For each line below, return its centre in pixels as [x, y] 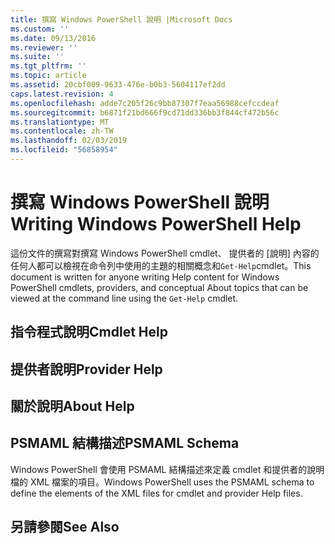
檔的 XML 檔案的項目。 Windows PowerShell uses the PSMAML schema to [162, 482]
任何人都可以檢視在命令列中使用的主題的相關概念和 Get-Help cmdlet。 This [161, 265]
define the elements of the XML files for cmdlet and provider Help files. [156, 493]
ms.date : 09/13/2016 [53, 38]
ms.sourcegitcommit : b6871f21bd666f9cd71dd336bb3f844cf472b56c [145, 112]
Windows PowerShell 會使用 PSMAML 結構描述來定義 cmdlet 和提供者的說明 [167, 469]
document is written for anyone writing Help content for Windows [145, 277]
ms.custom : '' [40, 29]
